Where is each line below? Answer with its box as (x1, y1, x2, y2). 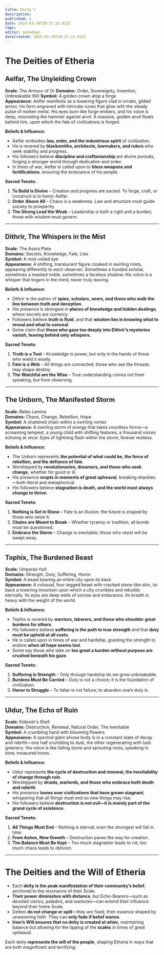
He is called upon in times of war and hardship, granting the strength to (12, 637, 156, 643)
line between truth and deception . (12, 301, 83, 307)
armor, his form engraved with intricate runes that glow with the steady (5, 103, 148, 109)
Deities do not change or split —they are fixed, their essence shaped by (12, 909, 156, 915)
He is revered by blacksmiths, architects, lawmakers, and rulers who (12, 143, 154, 149)
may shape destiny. (12, 366, 52, 372)
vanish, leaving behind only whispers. (12, 332, 91, 338)
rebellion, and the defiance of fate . (12, 459, 84, 465)
